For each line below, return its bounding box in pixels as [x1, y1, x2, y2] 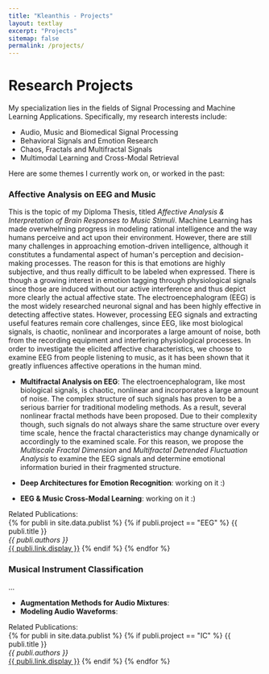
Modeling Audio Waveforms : [19, 606, 118, 616]
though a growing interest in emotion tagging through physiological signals [8, 276, 257, 285]
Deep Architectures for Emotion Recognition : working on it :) [19, 478, 226, 488]
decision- [212, 250, 244, 260]
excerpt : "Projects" [8, 27, 78, 35]
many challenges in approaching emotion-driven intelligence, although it [8, 241, 249, 251]
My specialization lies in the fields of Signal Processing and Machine [8, 103, 236, 113]
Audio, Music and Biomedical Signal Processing [19, 127, 179, 137]
